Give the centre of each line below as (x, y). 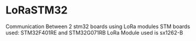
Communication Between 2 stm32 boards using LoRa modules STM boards (98, 26)
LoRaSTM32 (37, 10)
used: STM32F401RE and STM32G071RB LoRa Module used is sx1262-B (94, 32)
